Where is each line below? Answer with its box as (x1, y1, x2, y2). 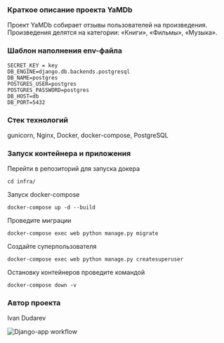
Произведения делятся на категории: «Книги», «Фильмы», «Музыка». (7, 28, 218, 37)
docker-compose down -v (7, 282, 77, 289)
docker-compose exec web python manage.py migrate (7, 230, 159, 237)
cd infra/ (7, 178, 37, 186)
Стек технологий (7, 115, 69, 124)
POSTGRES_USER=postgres (7, 80, 77, 87)
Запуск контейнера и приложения (7, 148, 131, 158)
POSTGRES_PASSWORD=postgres (7, 86, 90, 93)
